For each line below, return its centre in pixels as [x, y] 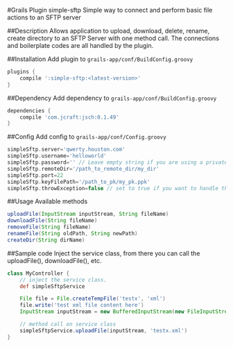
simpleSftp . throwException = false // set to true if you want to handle [113, 188]
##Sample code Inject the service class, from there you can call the [104, 253]
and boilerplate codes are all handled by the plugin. [80, 45]
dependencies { [29, 110]
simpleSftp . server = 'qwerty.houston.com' [67, 150]
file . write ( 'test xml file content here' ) [82, 305]
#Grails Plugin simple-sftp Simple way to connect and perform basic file [110, 10]
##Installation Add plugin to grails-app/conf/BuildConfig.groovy [100, 59]
